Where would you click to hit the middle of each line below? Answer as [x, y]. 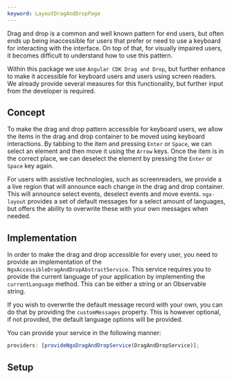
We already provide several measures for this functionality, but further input [115, 83]
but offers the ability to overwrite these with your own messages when [108, 209]
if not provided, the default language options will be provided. [95, 320]
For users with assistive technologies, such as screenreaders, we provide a [114, 179]
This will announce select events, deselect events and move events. [104, 194]
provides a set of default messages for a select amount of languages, [126, 201]
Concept [26, 112]
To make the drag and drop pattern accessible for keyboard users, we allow [115, 129]
